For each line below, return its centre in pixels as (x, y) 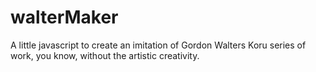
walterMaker (64, 17)
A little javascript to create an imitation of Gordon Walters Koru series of (158, 45)
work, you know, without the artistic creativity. (105, 55)
